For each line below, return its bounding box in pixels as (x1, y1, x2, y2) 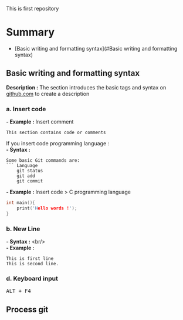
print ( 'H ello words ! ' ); (16, 205, 77, 211)
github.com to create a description (6, 90, 90, 97)
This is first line (6, 255, 54, 261)
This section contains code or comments (6, 129, 107, 136)
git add (16, 173, 35, 179)
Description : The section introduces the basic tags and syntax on (6, 84, 167, 91)
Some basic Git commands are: (6, 158, 80, 164)
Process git (6, 304, 49, 314)
